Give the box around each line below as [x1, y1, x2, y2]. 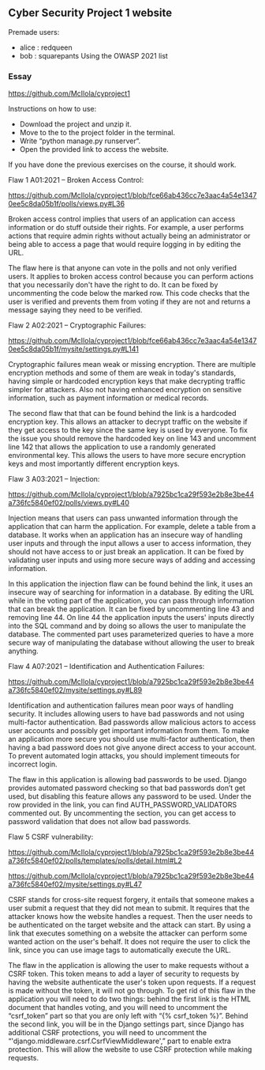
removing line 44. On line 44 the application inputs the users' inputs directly [8, 613, 255, 622]
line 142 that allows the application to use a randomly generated [8, 442, 216, 452]
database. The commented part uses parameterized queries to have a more [8, 630, 254, 639]
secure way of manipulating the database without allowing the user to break [8, 638, 255, 648]
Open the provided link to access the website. [19, 145, 170, 154]
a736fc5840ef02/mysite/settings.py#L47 [8, 879, 142, 889]
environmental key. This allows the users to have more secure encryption [8, 451, 246, 460]
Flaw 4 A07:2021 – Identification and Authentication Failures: [8, 662, 205, 671]
